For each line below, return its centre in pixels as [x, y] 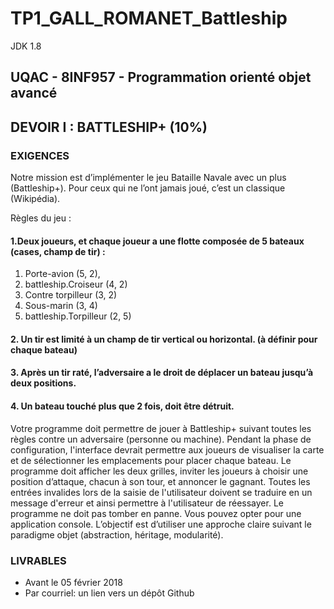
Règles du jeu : [41, 218]
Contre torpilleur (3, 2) [71, 295]
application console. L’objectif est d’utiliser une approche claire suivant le [161, 524]
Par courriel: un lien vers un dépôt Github [109, 593]
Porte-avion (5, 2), [62, 274]
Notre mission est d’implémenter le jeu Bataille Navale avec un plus [148, 178]
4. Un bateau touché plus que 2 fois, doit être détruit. [122, 406]
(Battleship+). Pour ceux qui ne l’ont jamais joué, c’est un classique [148, 188]
